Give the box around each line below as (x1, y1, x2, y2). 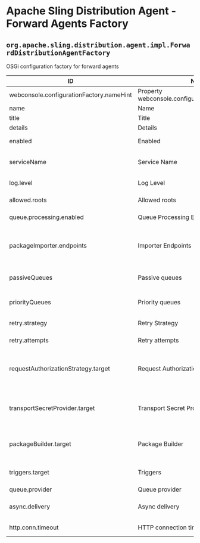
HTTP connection (137, 523, 187, 532)
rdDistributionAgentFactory (6, 48, 111, 57)
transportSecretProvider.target (9, 404, 95, 412)
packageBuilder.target (9, 440, 71, 448)
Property (137, 87, 162, 95)
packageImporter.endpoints (9, 242, 87, 249)
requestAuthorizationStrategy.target (9, 365, 110, 372)
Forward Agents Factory (6, 17, 129, 30)
